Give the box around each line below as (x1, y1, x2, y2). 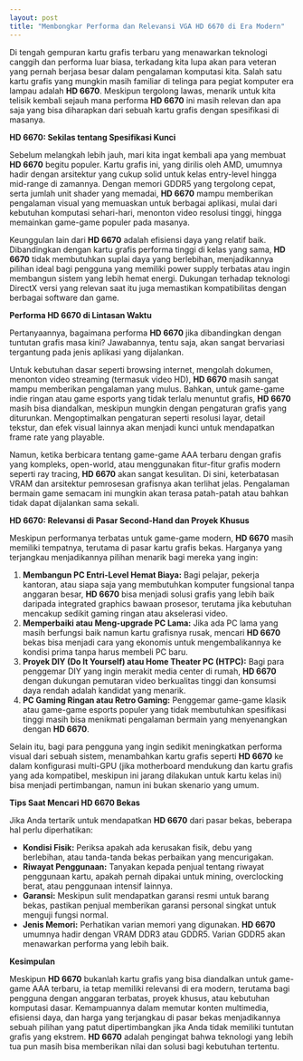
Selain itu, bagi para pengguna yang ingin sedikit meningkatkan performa (9, 741, 283, 752)
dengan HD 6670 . (22, 723, 90, 735)
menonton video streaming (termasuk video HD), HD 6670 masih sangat (9, 374, 279, 384)
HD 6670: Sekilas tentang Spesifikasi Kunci (9, 131, 176, 142)
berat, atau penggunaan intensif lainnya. (22, 881, 174, 891)
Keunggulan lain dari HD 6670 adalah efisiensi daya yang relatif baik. (9, 234, 267, 245)
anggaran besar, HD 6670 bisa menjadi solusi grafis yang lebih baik (22, 589, 275, 599)
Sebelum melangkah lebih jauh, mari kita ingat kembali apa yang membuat (9, 149, 287, 160)
